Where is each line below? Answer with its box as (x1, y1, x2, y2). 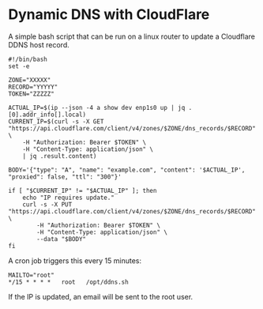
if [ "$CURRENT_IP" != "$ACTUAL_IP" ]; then (8, 187, 157, 194)
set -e (8, 62, 30, 70)
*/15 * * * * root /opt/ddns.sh (8, 278, 129, 286)
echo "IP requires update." (22, 194, 115, 202)
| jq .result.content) (22, 152, 97, 160)
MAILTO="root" (8, 271, 55, 279)
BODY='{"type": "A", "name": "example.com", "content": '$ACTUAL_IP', (8, 166, 246, 174)
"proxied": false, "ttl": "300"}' (8, 172, 122, 181)
